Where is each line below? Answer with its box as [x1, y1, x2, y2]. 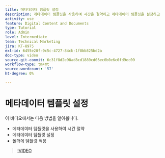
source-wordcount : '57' [5, 67, 54, 72]
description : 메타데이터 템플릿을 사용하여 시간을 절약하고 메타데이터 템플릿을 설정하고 [5, 12, 161, 17]
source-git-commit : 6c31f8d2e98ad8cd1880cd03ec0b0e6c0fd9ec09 [5, 57, 135, 62]
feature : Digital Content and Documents [5, 21, 89, 26]
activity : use [5, 16, 34, 21]
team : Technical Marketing [5, 39, 60, 44]
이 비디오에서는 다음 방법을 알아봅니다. [5, 115, 79, 121]
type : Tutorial [5, 26, 36, 30]
